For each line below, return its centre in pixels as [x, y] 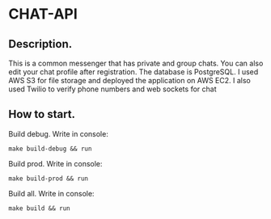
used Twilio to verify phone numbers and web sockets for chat [112, 89]
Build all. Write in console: [51, 193]
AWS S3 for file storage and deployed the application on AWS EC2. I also [129, 80]
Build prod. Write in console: [55, 163]
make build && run [39, 208]
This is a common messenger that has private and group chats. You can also [136, 63]
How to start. [42, 114]
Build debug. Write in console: [59, 133]
